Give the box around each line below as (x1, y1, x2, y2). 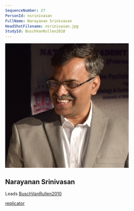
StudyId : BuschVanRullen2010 (5, 29, 66, 34)
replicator (5, 200, 25, 206)
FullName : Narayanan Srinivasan (5, 18, 72, 23)
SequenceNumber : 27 (5, 8, 46, 13)
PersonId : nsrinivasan (5, 13, 52, 18)
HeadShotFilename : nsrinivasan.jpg (5, 24, 79, 29)
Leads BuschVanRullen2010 (5, 191, 62, 197)
